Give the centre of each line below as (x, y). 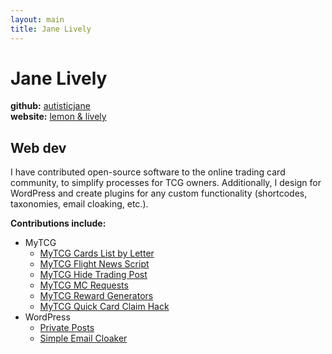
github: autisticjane (50, 106)
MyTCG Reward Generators (96, 296)
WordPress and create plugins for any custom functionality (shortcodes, (159, 193)
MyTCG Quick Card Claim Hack (104, 307)
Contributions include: (58, 223)
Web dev (38, 147)
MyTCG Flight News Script (94, 264)
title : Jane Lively (51, 29)
